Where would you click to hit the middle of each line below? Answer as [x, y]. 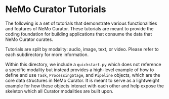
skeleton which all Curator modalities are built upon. [59, 91]
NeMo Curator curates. [29, 39]
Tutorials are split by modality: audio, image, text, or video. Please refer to [82, 49]
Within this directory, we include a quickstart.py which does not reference [83, 64]
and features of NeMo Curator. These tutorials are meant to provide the [79, 28]
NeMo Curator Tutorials [56, 9]
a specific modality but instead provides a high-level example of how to [80, 70]
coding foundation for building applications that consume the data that [79, 34]
